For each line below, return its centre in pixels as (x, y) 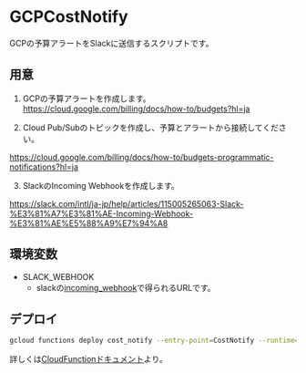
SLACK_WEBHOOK (58, 276)
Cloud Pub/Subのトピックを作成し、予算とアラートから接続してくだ (151, 127)
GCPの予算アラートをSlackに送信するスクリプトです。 (112, 43)
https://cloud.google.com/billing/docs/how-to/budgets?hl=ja (136, 109)
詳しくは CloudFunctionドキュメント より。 (89, 359)
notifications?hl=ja (44, 167)
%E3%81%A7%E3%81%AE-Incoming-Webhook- (102, 213)
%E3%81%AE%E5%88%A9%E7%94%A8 (89, 223)
